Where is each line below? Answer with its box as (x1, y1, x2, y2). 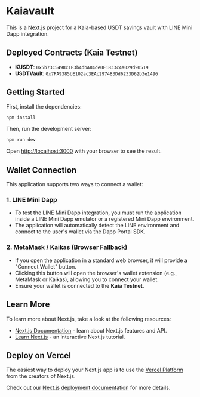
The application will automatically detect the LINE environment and (14, 222, 180, 229)
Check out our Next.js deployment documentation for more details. (6, 384, 171, 392)
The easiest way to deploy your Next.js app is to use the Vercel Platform (6, 366, 184, 374)
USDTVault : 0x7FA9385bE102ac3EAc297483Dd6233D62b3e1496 (14, 70, 158, 77)
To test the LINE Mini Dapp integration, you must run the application (14, 209, 182, 216)
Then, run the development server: (6, 125, 92, 133)
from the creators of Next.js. (6, 373, 76, 380)
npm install (6, 115, 36, 121)
